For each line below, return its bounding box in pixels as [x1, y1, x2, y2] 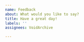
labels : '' [5, 21, 27, 26]
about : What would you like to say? [5, 12, 79, 17]
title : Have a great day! [5, 16, 57, 21]
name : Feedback [5, 7, 36, 12]
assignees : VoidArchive [5, 25, 53, 30]
